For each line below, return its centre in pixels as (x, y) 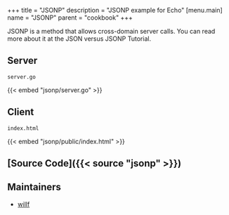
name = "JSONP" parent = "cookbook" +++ (70, 18)
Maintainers (34, 187)
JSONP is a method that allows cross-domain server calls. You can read (111, 31)
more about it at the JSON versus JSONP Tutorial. (79, 39)
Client (21, 112)
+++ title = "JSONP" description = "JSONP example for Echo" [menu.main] (115, 10)
